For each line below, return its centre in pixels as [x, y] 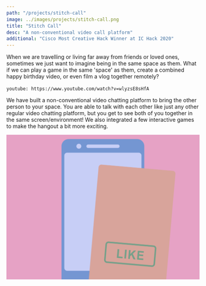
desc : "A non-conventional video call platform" [70, 32]
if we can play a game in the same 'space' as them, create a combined [96, 70]
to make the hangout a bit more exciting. [57, 126]
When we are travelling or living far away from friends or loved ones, [93, 57]
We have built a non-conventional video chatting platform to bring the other [101, 100]
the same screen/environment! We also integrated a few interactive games [100, 120]
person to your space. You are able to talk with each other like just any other [103, 107]
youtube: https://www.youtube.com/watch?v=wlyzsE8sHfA [78, 89]
